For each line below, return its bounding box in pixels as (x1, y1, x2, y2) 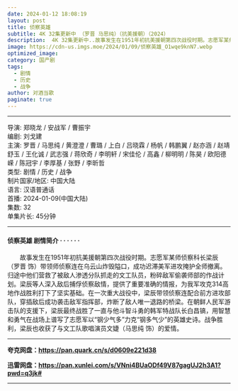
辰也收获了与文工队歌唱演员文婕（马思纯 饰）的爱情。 (25, 324, 183, 333)
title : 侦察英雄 (7, 23, 51, 31)
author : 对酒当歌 (7, 89, 55, 97)
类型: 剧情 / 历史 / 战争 (7, 167, 72, 176)
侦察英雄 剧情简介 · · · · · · (7, 236, 80, 245)
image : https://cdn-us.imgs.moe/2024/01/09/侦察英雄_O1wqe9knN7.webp (7, 43, 212, 50)
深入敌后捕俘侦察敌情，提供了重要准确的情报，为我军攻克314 (44, 280, 223, 288)
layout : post (7, 17, 46, 24)
